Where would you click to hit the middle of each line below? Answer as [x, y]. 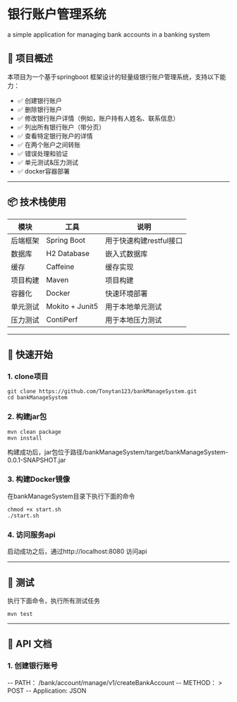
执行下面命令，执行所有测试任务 [54, 600]
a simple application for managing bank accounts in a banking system [109, 34]
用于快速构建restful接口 [144, 241]
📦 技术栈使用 [37, 202]
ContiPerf [62, 320]
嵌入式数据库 [126, 253]
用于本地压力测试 [133, 320]
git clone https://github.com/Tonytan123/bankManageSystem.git [102, 392]
